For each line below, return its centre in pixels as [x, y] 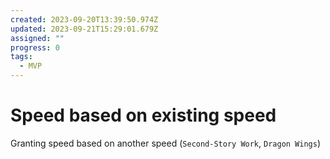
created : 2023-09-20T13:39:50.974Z [84, 19]
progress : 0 [35, 47]
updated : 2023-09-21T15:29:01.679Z [84, 29]
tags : [21, 57]
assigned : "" [37, 38]
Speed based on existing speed [143, 115]
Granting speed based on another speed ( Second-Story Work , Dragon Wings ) [166, 143]
